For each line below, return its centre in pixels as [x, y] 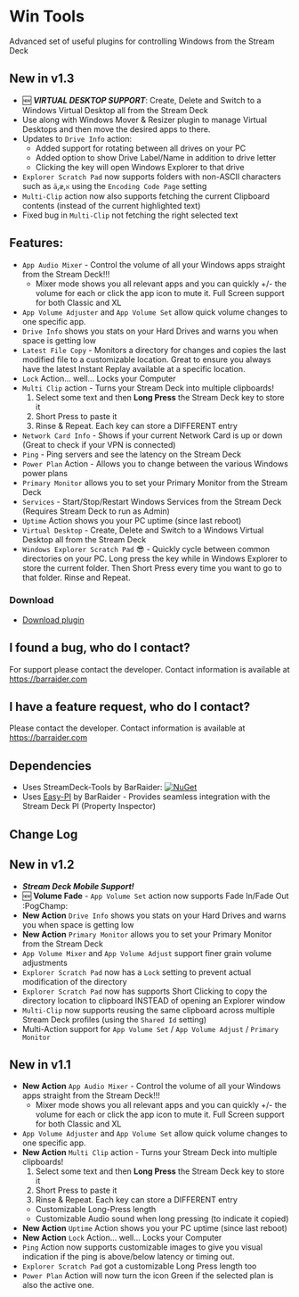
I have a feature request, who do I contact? [130, 707]
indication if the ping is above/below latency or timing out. [128, 1257]
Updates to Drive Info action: [77, 138]
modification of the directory [74, 981]
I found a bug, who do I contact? [100, 648]
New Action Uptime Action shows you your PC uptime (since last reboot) [154, 1228]
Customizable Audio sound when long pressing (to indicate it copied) [162, 1219]
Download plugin [53, 620]
